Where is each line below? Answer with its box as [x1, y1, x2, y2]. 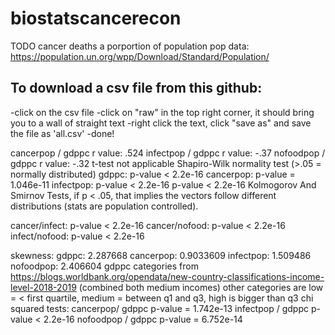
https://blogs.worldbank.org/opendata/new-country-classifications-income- [10, 270, 325, 282]
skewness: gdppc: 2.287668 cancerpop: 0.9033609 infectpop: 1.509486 [10, 249, 312, 261]
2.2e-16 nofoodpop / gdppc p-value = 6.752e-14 [43, 313, 243, 325]
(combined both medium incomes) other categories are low [78, 281, 324, 293]
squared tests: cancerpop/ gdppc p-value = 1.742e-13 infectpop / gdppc [10, 302, 309, 314]
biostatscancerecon [10, 7, 182, 30]
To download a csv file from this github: [10, 80, 263, 97]
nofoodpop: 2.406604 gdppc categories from [10, 260, 199, 272]
